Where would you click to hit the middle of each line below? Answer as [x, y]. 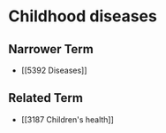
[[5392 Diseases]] [54, 70]
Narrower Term [51, 49]
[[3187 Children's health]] [67, 119]
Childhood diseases [83, 16]
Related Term [45, 98]
